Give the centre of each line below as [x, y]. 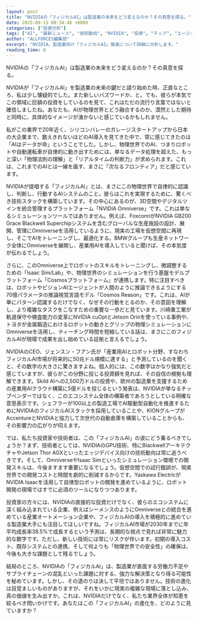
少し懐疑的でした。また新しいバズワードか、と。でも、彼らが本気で [109, 94]
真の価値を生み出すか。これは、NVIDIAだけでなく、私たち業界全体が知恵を [98, 595]
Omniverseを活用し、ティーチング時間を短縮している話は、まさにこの [91, 332]
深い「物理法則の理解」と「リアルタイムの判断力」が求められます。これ [99, 159]
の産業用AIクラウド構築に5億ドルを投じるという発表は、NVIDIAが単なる [94, 388]
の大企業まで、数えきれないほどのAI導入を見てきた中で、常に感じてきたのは [99, 137]
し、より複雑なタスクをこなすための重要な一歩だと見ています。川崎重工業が [99, 309]
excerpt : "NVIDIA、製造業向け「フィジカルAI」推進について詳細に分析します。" [92, 45]
